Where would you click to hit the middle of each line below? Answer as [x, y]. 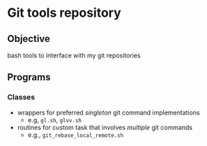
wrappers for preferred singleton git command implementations [108, 112]
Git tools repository [64, 13]
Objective [29, 39]
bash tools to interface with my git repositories [74, 55]
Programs [29, 77]
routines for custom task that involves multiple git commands [105, 127]
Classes [21, 97]
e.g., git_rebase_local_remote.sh [76, 135]
